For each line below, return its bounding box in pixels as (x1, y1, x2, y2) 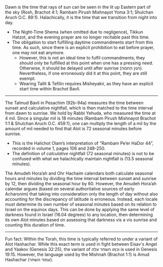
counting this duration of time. (5, 222, 65, 228)
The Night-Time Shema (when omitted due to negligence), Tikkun (12, 29, 143, 35)
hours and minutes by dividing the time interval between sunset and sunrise (5, 176, 157, 181)
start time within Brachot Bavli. (19, 86, 81, 91)
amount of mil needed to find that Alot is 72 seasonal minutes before (5, 126, 142, 131)
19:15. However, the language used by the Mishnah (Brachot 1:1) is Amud (5, 251, 149, 257)
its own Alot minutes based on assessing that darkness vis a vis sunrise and (5, 217, 157, 223)
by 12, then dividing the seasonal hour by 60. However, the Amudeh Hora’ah (5, 181, 157, 186)
